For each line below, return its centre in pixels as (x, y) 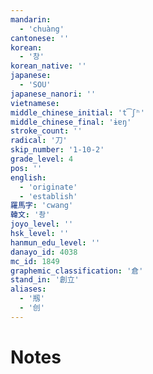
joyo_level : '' (42, 224)
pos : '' (26, 168)
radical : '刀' (39, 141)
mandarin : (31, 19)
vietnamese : (35, 103)
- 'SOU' (35, 85)
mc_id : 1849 (35, 261)
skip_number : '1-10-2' (57, 150)
